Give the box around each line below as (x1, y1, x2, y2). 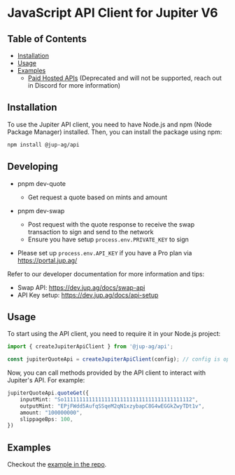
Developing (7, 161, 58, 173)
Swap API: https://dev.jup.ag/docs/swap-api (17, 283, 145, 292)
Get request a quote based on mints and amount (27, 193, 168, 201)
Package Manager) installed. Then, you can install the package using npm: (7, 128, 222, 136)
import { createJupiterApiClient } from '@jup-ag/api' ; (7, 343, 173, 350)
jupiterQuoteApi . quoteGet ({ (7, 389, 90, 397)
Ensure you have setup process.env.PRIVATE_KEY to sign (27, 235, 189, 243)
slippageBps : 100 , (20, 415, 73, 422)
